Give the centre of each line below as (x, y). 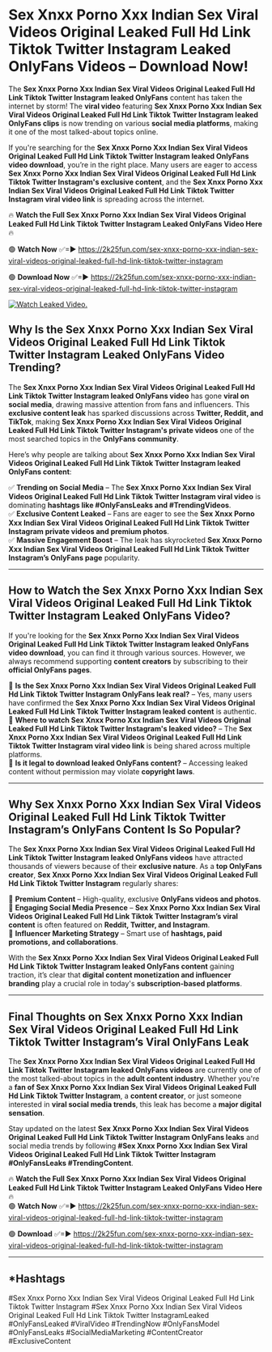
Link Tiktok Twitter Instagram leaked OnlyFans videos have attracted (126, 858)
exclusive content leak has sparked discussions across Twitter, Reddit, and (136, 413)
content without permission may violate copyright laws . (102, 771)
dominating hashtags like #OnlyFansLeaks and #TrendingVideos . (120, 505)
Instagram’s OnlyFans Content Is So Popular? (125, 830)
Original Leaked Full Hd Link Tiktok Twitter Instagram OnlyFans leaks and (134, 1138)
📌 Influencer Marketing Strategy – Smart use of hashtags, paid (115, 934)
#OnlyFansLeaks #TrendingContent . (71, 1163)
